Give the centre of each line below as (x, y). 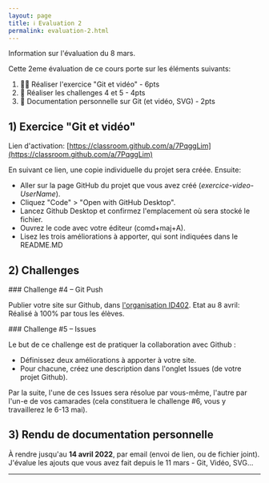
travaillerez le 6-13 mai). (48, 410)
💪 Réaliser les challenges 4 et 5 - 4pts (82, 93)
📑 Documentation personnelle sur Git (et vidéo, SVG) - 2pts (118, 102)
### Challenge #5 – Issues (52, 329)
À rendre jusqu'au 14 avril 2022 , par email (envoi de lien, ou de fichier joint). (134, 454)
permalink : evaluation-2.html (59, 30)
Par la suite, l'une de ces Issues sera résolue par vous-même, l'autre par (128, 392)
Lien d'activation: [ (39, 146)
